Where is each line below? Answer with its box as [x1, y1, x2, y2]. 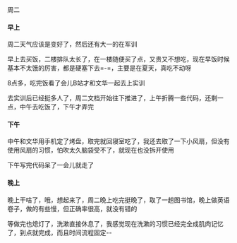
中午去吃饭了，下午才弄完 [19, 102, 94, 111]
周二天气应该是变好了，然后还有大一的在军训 [7, 40, 138, 49]
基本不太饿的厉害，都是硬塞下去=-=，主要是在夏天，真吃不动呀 [7, 64, 192, 72]
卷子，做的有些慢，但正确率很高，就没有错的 [7, 204, 138, 213]
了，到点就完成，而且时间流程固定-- [7, 228, 112, 237]
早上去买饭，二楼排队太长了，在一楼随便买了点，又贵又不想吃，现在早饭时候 [7, 55, 230, 64]
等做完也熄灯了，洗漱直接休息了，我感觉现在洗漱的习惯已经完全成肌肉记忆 [7, 219, 224, 227]
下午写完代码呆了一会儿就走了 [7, 161, 94, 170]
